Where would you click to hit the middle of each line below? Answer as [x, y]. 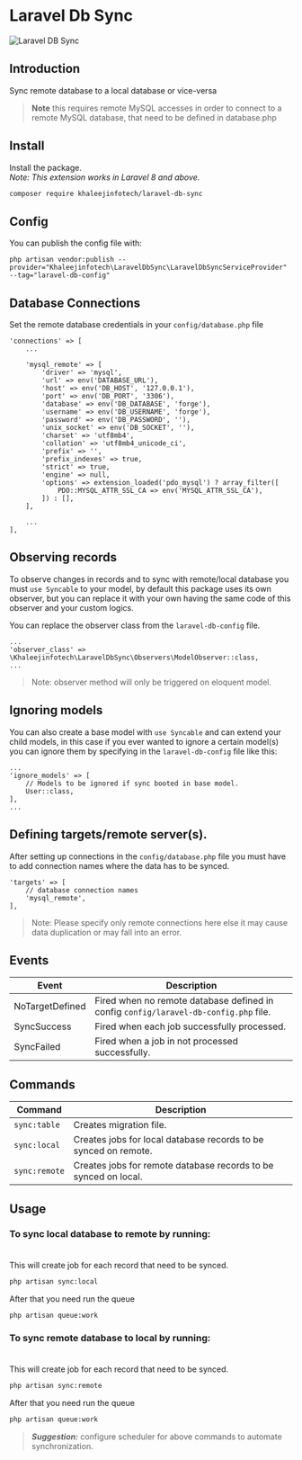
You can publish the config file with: [75, 243]
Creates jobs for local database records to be [169, 1140]
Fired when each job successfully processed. [190, 1026]
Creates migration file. [120, 1125]
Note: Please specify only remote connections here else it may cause [160, 922]
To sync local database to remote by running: [110, 1234]
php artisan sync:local [54, 1281]
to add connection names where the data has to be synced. [120, 865]
